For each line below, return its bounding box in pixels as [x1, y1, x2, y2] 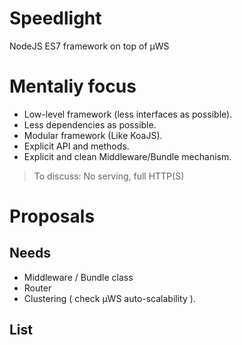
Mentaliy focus [9, 75, 137, 98]
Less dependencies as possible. [23, 118, 157, 131]
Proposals [9, 205, 96, 228]
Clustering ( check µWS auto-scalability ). [23, 292, 196, 304]
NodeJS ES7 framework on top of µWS [9, 40, 170, 52]
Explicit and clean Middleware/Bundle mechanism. [23, 150, 232, 162]
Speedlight [9, 7, 102, 30]
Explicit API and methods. [23, 140, 130, 152]
